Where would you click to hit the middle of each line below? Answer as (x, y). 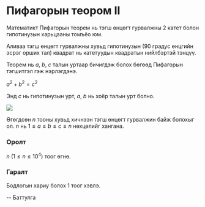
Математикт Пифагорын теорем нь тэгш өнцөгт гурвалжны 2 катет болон (103, 28)
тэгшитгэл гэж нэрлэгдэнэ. (42, 71)
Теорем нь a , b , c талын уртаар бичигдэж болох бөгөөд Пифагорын (95, 64)
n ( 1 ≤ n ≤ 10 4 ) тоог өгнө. (39, 155)
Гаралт (17, 172)
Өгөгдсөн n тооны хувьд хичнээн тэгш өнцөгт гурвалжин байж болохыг (100, 119)
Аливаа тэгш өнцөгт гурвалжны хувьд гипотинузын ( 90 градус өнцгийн (100, 46)
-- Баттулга (21, 197)
